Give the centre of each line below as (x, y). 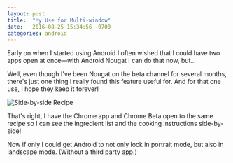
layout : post (26, 14)
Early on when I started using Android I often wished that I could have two (114, 53)
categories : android (37, 33)
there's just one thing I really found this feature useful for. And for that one (114, 82)
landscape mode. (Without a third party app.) (72, 152)
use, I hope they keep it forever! (53, 89)
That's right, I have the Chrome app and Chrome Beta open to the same (110, 116)
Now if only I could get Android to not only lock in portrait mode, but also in (115, 145)
